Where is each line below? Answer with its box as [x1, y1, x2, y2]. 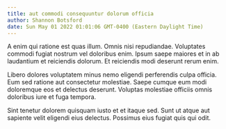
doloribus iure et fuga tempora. [7, 93, 97, 101]
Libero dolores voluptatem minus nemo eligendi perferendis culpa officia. [7, 70, 217, 79]
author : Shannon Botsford [7, 17, 82, 24]
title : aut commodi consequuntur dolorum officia [7, 10, 154, 17]
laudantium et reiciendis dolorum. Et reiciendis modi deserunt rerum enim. [7, 57, 219, 66]
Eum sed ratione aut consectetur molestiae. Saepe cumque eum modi [7, 78, 207, 86]
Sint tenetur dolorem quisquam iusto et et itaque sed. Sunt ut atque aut [7, 106, 210, 115]
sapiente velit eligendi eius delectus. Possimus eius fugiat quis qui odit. [7, 114, 211, 122]
